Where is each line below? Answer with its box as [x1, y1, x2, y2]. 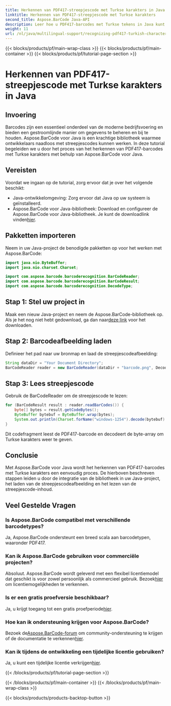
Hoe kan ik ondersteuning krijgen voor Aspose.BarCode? [5, 618, 149, 625]
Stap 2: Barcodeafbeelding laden [5, 337, 112, 346]
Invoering [5, 110, 37, 119]
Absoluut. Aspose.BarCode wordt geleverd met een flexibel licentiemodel [5, 570, 159, 577]
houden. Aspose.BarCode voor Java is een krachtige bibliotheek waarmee [5, 135, 161, 141]
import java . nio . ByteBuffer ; [5, 260, 67, 265]
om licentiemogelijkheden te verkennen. [5, 581, 89, 588]
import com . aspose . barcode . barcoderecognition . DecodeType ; [5, 284, 133, 289]
